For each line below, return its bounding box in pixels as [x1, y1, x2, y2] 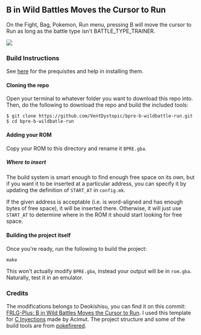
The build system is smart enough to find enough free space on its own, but [6, 174, 195, 181]
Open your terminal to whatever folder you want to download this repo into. [6, 95, 193, 102]
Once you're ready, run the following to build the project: [6, 245, 147, 252]
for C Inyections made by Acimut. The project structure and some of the [6, 315, 185, 323]
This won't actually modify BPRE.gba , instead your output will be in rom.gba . [6, 267, 192, 274]
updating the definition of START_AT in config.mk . [6, 187, 126, 194]
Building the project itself [6, 231, 71, 239]
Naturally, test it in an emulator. [6, 274, 83, 281]
